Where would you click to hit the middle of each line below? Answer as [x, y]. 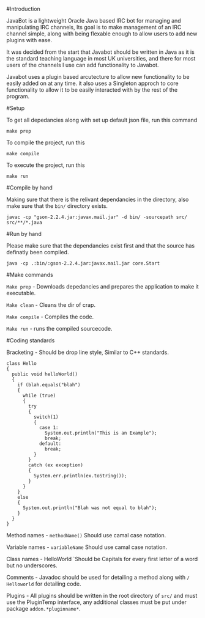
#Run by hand [24, 234]
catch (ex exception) [56, 465]
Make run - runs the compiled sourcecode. [59, 329]
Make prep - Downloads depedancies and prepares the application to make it [102, 286]
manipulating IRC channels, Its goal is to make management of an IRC [94, 27]
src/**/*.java [24, 223]
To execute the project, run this [46, 165]
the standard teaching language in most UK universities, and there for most [101, 58]
